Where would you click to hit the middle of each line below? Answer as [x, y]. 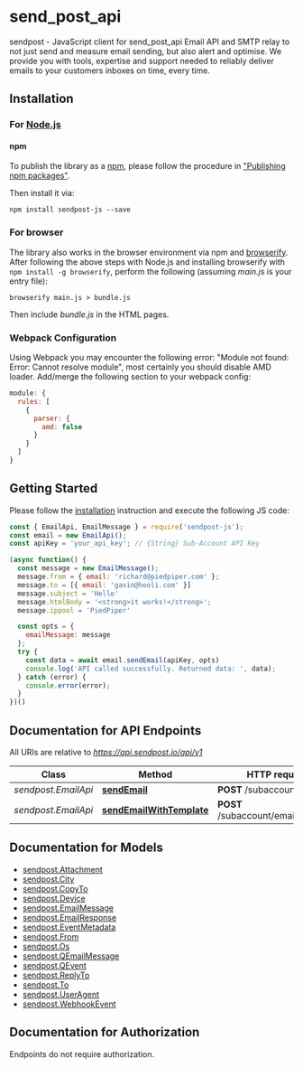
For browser [37, 232]
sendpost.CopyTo [55, 888]
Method [156, 774]
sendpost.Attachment [63, 869]
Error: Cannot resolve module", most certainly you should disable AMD [141, 367]
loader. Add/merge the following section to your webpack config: [130, 377]
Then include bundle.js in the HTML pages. [89, 314]
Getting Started [54, 488]
